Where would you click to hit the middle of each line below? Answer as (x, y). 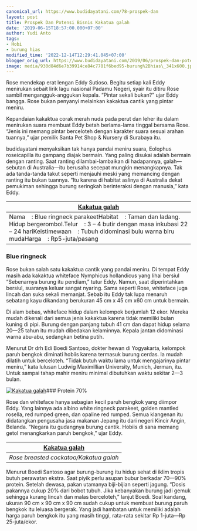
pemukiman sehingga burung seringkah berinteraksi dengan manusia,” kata (97, 186)
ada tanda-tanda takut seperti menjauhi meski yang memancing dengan (93, 174)
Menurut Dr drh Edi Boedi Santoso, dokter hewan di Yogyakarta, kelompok (96, 348)
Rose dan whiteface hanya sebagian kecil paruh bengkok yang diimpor (91, 401)
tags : (13, 39)
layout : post (22, 17)
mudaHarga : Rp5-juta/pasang (54, 239)
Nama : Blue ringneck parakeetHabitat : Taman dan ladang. (95, 217)
